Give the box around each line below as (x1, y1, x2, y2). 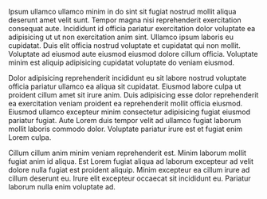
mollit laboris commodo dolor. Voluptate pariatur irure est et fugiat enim (8, 124, 243, 133)
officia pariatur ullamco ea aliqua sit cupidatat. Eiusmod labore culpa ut (8, 82, 241, 91)
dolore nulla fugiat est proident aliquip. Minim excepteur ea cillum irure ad (8, 165, 250, 174)
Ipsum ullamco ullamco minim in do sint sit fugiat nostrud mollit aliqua (8, 7, 237, 16)
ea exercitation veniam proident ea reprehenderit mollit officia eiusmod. (8, 99, 243, 108)
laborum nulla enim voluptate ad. (8, 182, 116, 191)
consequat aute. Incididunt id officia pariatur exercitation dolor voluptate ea (8, 24, 256, 33)
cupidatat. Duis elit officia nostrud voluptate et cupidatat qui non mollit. (8, 41, 241, 50)
